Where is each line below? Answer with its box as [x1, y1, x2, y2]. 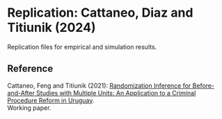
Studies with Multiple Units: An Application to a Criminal [35, 88, 196, 97]
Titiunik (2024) [7, 19, 96, 35]
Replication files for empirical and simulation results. [7, 42, 157, 51]
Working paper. [7, 103, 51, 112]
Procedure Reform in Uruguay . [7, 96, 95, 104]
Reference [7, 63, 54, 74]
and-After [7, 88, 35, 97]
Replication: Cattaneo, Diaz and [7, 5, 193, 21]
